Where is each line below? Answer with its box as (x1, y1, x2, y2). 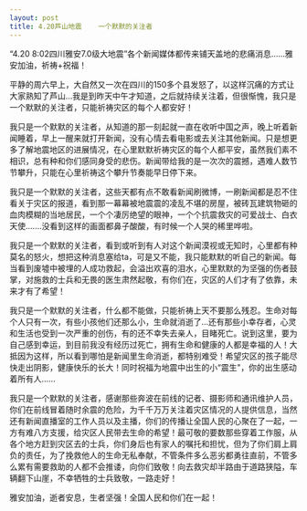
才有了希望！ (16, 285, 66, 297)
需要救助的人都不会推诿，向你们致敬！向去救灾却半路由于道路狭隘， (33, 461, 290, 472)
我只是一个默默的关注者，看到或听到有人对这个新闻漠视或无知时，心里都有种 (9, 239, 298, 251)
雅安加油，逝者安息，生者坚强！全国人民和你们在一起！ (9, 492, 217, 503)
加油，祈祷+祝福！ (16, 59, 88, 70)
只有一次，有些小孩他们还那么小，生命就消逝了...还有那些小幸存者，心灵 (25, 316, 297, 327)
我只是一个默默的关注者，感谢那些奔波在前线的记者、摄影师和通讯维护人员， (9, 392, 298, 403)
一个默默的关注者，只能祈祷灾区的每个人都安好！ (9, 101, 194, 112)
